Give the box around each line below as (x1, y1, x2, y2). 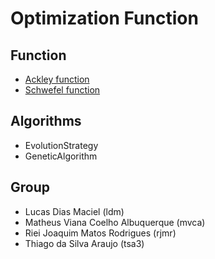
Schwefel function (24, 84, 101, 96)
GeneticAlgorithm (24, 150, 98, 162)
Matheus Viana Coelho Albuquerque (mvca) (24, 216, 206, 228)
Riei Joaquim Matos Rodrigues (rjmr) (24, 227, 177, 239)
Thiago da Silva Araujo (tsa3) (24, 237, 145, 249)
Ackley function (24, 73, 90, 85)
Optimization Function (10, 7, 199, 30)
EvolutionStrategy (24, 139, 99, 151)
